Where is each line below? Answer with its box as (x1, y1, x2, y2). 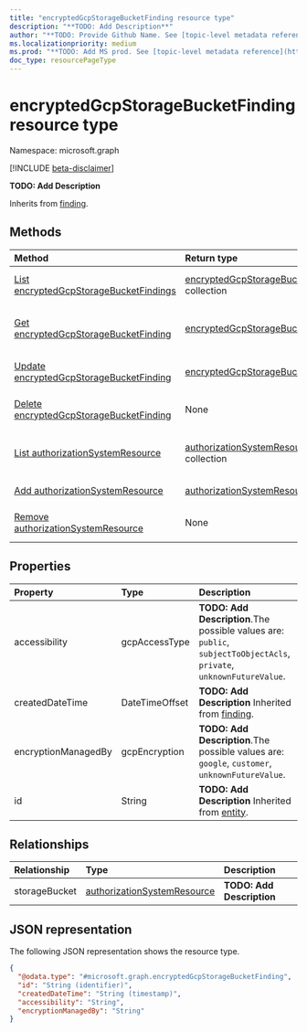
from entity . (198, 805, 249, 818)
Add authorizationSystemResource (14, 484, 164, 496)
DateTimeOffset (121, 696, 189, 708)
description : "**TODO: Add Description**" (9, 22, 174, 31)
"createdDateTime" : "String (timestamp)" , (17, 989, 182, 998)
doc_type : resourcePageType (9, 56, 117, 65)
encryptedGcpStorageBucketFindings (14, 284, 176, 297)
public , (198, 635, 230, 648)
